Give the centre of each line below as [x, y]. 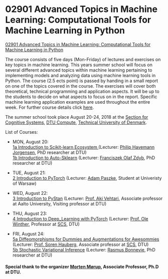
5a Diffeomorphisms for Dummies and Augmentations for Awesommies [86, 239]
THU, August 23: [30, 213]
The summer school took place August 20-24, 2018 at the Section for [77, 117]
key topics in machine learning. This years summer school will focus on [79, 65]
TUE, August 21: [29, 173]
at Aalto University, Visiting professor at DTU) [59, 203]
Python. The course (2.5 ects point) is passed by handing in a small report [82, 81]
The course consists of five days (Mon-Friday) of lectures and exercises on [83, 59]
